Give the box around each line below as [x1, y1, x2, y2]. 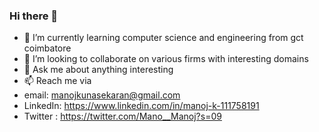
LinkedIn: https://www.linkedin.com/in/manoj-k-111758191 [23, 100, 260, 112]
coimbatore [23, 42, 72, 54]
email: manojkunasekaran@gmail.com [23, 89, 181, 101]
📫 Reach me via [23, 75, 92, 87]
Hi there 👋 [9, 9, 59, 23]
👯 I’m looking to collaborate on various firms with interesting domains [23, 53, 309, 65]
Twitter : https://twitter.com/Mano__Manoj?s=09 [23, 110, 222, 123]
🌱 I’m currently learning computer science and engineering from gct [23, 32, 304, 44]
